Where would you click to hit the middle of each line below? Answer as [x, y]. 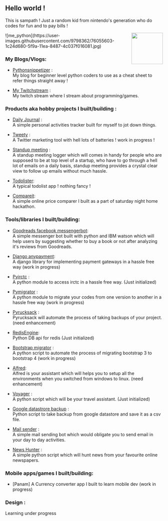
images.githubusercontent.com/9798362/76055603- [60, 41]
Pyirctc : [21, 277]
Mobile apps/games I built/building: [49, 473]
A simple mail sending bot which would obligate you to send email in [83, 434]
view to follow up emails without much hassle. [60, 171]
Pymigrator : [25, 292]
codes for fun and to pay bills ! [37, 26]
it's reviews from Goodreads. [42, 246]
